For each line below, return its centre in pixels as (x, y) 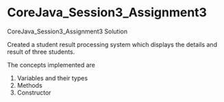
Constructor (34, 92)
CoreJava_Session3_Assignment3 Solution (67, 31)
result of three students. (41, 52)
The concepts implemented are (51, 65)
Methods (29, 85)
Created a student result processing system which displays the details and (112, 44)
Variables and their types (52, 78)
